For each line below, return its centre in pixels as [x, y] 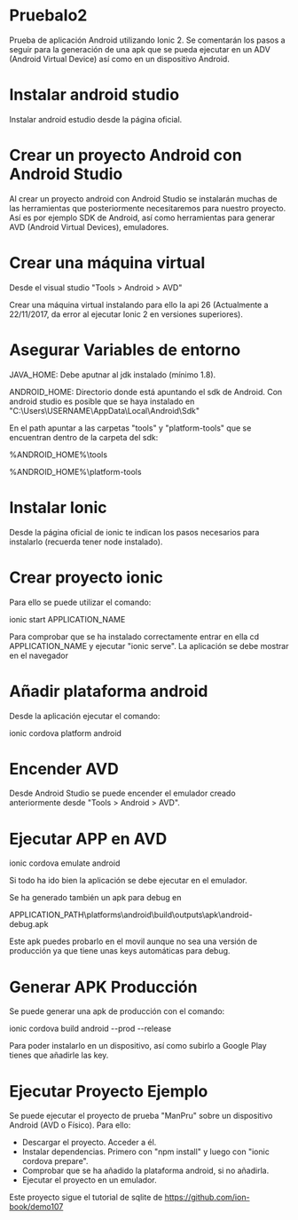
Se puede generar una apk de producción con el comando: [117, 1011]
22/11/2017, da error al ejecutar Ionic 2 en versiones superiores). [126, 314]
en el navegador [39, 655]
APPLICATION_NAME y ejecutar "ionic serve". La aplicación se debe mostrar [149, 646]
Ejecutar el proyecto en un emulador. [89, 1180]
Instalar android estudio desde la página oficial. [96, 119]
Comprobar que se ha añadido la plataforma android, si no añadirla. [145, 1171]
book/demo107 [36, 1207]
